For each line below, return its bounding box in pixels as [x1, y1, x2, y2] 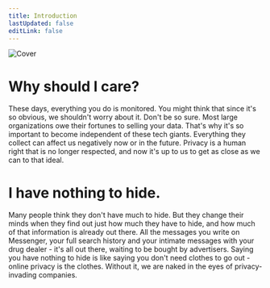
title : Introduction [8, 11, 78, 20]
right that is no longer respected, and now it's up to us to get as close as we [8, 147, 260, 157]
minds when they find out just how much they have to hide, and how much [8, 219, 255, 228]
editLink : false [8, 27, 63, 35]
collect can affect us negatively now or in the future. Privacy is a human [8, 138, 247, 148]
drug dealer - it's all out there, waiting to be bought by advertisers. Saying [8, 244, 254, 254]
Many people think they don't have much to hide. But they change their [8, 211, 244, 220]
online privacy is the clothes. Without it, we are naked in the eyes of [8, 261, 233, 271]
